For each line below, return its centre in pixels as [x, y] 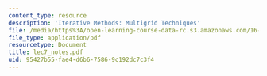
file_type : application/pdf [55, 38]
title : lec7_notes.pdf [46, 52]
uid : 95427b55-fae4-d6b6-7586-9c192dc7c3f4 [81, 60]
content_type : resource [48, 15]
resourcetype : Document [48, 45]
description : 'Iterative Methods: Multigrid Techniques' [104, 23]
